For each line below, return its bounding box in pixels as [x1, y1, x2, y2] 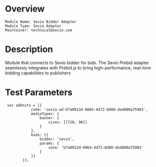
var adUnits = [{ [7, 103, 42, 108]
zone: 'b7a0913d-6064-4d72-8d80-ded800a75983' [48, 145, 144, 150]
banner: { [39, 115, 59, 120]
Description [5, 44, 53, 55]
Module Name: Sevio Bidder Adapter [5, 19, 77, 24]
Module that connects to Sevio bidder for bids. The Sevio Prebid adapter [5, 59, 149, 66]
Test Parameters [5, 87, 73, 98]
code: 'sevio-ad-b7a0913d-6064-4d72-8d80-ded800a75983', [30, 107, 148, 112]
